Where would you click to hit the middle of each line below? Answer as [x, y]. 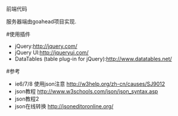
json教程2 [27, 99]
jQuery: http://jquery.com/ [46, 46]
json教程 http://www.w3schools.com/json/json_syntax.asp [86, 91]
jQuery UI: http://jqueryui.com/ [52, 52]
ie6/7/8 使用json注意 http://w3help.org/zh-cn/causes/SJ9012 [90, 84]
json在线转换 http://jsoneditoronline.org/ [64, 106]
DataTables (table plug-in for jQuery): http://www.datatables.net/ [93, 59]
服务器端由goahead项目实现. [41, 22]
